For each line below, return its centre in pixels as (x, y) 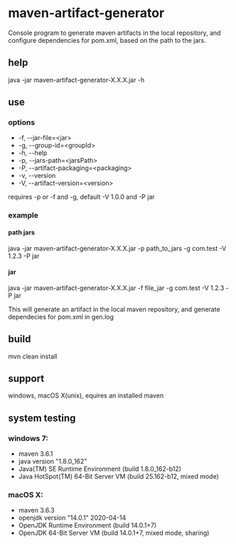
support (26, 378)
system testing (42, 418)
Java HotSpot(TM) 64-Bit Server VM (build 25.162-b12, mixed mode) (119, 476)
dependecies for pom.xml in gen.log (61, 316)
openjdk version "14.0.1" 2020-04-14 (72, 518)
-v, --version (37, 176)
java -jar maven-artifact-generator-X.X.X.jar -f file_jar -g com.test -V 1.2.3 (116, 288)
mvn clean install (33, 356)
